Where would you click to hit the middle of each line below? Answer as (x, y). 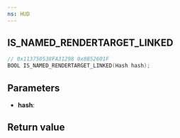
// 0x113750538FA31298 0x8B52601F (58, 59)
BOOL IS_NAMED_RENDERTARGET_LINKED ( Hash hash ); (79, 66)
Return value (36, 128)
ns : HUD (19, 14)
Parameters (34, 88)
